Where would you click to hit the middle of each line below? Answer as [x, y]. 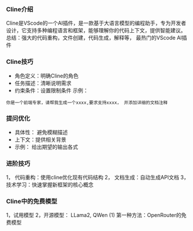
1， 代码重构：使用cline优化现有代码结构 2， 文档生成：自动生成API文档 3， [98, 178]
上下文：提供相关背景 [40, 140]
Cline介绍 [20, 9]
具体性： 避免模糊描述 [41, 132]
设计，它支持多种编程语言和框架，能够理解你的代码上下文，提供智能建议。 [96, 30]
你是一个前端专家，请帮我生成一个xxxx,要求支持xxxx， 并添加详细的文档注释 [87, 103]
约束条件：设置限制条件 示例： [51, 90]
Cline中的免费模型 [32, 202]
